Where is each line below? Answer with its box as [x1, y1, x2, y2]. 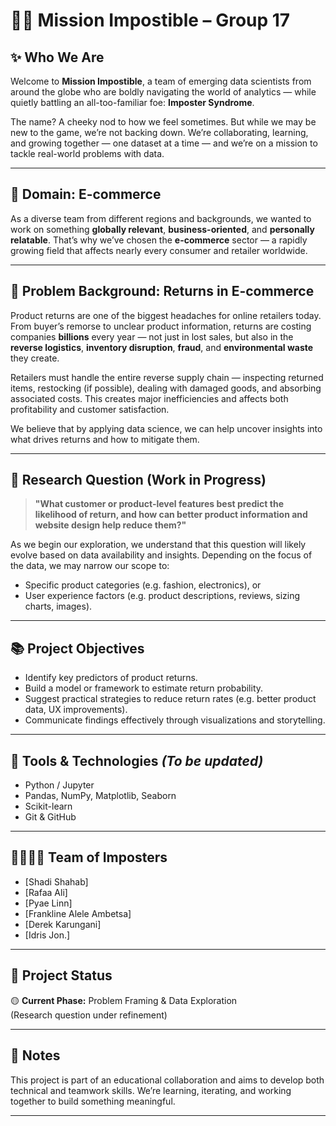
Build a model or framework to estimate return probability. [24, 682, 264, 694]
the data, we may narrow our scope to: [10, 560, 170, 572]
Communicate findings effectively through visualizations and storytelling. [24, 714, 326, 726]
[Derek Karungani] [24, 918, 102, 930]
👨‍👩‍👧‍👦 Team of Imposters [10, 849, 168, 866]
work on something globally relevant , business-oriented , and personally [10, 223, 315, 235]
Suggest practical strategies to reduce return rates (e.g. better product [24, 693, 317, 705]
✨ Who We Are [10, 49, 105, 66]
